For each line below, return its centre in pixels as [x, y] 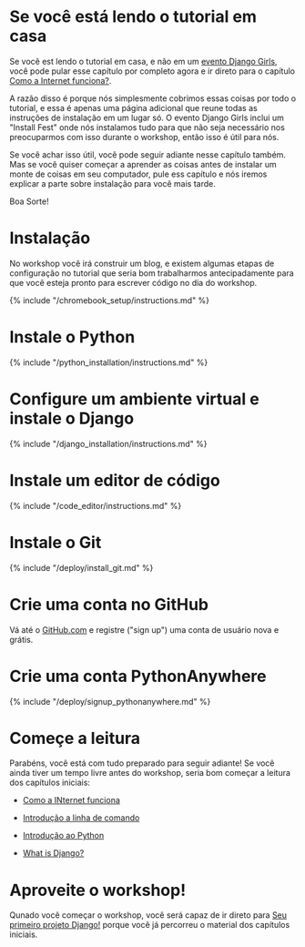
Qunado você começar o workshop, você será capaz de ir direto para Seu [148, 915]
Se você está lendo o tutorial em [133, 17]
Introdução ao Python [63, 836]
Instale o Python [72, 337]
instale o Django [72, 418]
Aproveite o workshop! [98, 890]
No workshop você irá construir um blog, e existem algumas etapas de [142, 263]
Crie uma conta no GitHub [109, 604]
